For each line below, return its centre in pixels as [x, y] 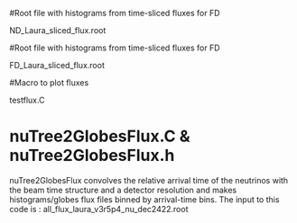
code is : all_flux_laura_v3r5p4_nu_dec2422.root [99, 209]
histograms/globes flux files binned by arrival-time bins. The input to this [144, 199]
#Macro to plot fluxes [49, 83]
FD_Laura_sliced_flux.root [57, 65]
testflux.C [27, 100]
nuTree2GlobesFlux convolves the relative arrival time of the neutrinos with [149, 180]
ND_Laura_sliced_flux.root [58, 30]
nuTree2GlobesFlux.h [92, 156]
